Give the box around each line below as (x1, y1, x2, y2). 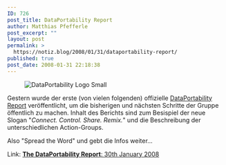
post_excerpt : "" (7, 29, 57, 37)
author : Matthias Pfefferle (7, 23, 88, 30)
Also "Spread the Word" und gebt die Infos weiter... (7, 136, 153, 145)
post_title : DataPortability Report (7, 17, 113, 23)
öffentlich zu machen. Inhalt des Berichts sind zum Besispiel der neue (7, 108, 206, 117)
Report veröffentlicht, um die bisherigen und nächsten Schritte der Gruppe (7, 101, 219, 109)
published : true (7, 55, 54, 62)
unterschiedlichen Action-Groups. (7, 123, 104, 131)
